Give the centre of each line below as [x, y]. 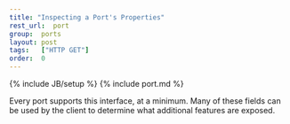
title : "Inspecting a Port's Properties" [87, 17]
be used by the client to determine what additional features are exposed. [142, 110]
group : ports [36, 34]
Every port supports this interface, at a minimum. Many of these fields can [145, 101]
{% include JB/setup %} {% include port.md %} [97, 84]
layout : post [33, 42]
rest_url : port [39, 26]
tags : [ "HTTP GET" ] [49, 50]
